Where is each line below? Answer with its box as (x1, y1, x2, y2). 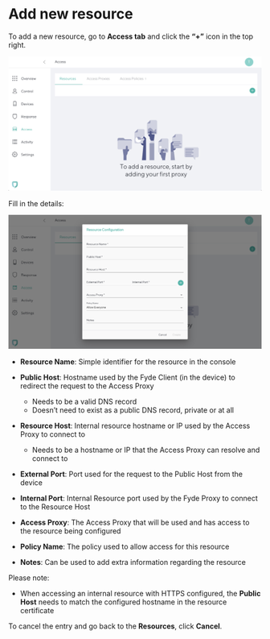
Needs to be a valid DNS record (31, 396, 137, 407)
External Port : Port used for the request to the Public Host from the (19, 469, 243, 479)
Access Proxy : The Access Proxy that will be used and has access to (19, 517, 250, 528)
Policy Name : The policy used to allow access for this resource (19, 541, 230, 552)
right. (8, 39, 27, 49)
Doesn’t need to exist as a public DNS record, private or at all (31, 405, 235, 415)
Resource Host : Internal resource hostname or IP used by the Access (19, 421, 251, 431)
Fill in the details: (8, 199, 64, 209)
